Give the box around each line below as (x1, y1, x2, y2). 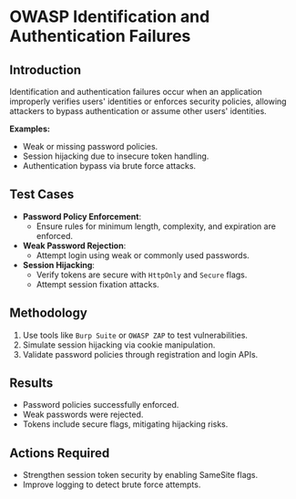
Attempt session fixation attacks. (36, 278, 159, 289)
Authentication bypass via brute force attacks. (22, 161, 197, 171)
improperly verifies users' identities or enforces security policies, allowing (9, 96, 287, 107)
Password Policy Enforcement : (22, 211, 142, 222)
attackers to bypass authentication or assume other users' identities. (9, 106, 267, 116)
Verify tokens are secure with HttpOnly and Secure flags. (36, 269, 248, 280)
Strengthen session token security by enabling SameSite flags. (22, 470, 259, 481)
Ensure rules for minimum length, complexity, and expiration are (36, 221, 276, 232)
